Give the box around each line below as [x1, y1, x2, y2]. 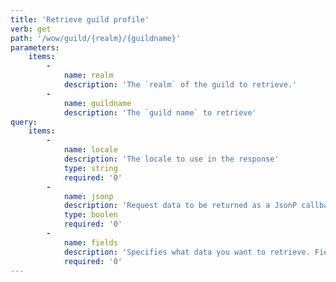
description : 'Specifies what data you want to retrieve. [63, 247, 311, 257]
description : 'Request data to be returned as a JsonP [63, 201, 298, 211]
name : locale [63, 145, 118, 155]
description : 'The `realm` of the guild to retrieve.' [63, 80, 298, 90]
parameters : [10, 42, 60, 53]
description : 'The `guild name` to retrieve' [63, 107, 257, 118]
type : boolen [63, 210, 118, 220]
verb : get [10, 24, 52, 34]
